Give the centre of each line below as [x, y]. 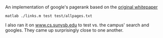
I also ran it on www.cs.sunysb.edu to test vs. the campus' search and [77, 25]
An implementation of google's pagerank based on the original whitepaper [81, 7]
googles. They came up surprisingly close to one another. [64, 30]
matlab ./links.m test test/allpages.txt [49, 16]
